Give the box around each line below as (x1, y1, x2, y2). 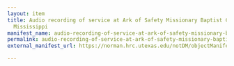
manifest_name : (7, 29, 52, 37)
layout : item (7, 10, 45, 17)
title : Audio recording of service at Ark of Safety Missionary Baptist (7, 17, 223, 24)
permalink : (7, 36, 39, 43)
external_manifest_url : (7, 42, 77, 49)
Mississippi (13, 23, 49, 30)
